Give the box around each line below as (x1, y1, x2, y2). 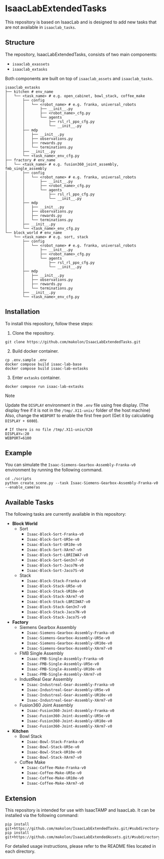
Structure (5, 39, 35, 47)
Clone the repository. (12, 330, 55, 336)
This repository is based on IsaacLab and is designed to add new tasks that (5, 19, 157, 25)
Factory (12, 619, 29, 625)
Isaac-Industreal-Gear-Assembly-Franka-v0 (26, 682, 115, 688)
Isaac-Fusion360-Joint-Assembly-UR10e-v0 (26, 719, 112, 724)
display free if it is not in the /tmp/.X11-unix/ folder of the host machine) (5, 407, 151, 413)
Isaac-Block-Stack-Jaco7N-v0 (26, 610, 86, 615)
